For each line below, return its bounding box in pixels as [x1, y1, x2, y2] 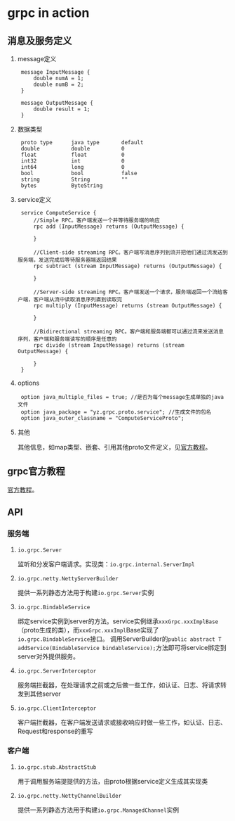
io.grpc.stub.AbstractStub [17, 763, 97, 771]
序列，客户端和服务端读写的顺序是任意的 [17, 336, 117, 343]
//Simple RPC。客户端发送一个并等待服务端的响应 [33, 217, 160, 224]
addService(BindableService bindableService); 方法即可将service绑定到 [17, 643, 227, 651]
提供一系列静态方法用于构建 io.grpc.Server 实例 [17, 588, 154, 597]
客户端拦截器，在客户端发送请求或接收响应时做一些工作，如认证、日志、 [17, 718, 227, 726]
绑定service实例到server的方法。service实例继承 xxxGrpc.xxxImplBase [17, 617, 219, 625]
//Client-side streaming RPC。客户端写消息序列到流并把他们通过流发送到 [33, 249, 228, 256]
